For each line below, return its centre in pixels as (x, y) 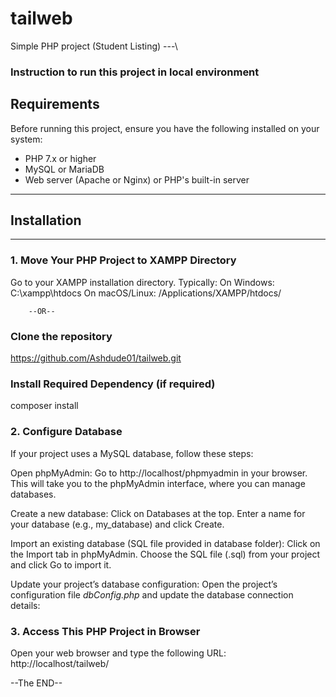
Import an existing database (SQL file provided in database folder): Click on (165, 543)
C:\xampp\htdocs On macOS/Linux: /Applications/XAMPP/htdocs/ (146, 293)
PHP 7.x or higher (60, 158)
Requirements (55, 104)
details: (25, 605)
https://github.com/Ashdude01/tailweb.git (96, 358)
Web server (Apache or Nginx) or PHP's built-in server (137, 179)
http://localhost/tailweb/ (60, 663)
